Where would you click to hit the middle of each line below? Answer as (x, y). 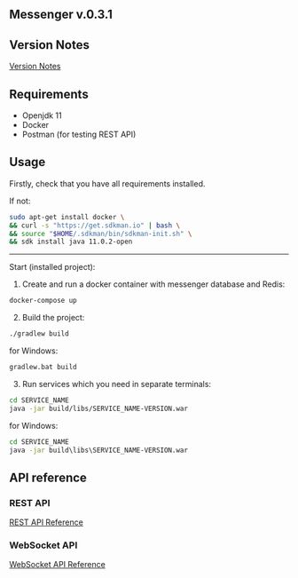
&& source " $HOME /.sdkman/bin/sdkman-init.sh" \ (101, 234)
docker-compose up (43, 301)
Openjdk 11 (42, 115)
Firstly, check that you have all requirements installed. (107, 183)
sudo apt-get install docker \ (67, 217)
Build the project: (53, 318)
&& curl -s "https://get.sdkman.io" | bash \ (94, 226)
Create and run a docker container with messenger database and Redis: (153, 284)
